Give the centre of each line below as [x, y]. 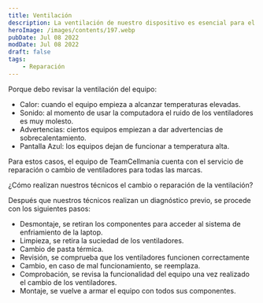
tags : [17, 60]
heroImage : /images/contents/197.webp [72, 30]
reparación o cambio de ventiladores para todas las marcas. [106, 169]
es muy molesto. [46, 121]
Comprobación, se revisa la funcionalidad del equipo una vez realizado [135, 274]
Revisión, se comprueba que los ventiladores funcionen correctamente [134, 257]
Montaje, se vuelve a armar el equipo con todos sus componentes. [128, 290]
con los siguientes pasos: [49, 209]
